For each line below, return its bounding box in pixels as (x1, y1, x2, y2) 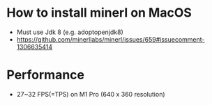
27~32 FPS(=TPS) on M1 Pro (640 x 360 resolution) (16, 90, 165, 98)
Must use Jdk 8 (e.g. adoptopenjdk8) (16, 28, 123, 36)
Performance (6, 67, 85, 83)
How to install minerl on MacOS (6, 5, 192, 21)
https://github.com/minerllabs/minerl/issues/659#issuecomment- (16, 35, 205, 43)
